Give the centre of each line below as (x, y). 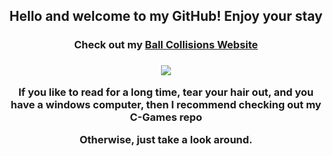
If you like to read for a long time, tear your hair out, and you (166, 92)
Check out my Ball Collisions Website (166, 45)
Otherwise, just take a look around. (166, 139)
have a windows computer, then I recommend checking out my (166, 104)
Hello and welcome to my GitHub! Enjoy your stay (166, 16)
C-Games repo (166, 117)
